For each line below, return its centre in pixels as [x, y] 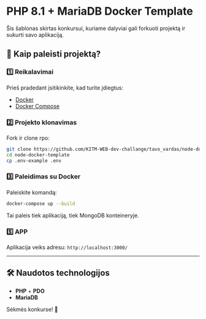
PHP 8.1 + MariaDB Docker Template [100, 11]
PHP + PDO [30, 291]
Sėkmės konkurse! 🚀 [32, 309]
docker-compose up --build [41, 204]
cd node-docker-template [38, 155]
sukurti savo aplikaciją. [35, 34]
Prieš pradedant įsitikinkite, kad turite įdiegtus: [65, 88]
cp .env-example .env [34, 161]
